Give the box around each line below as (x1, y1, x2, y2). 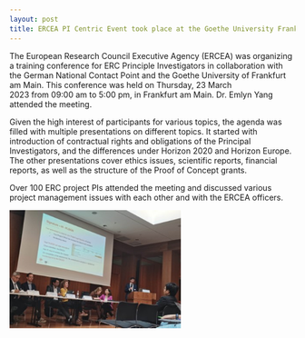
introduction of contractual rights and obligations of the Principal (9, 135, 251, 146)
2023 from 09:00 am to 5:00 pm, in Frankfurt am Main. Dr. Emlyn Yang (9, 89, 274, 100)
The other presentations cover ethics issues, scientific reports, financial (9, 154, 278, 165)
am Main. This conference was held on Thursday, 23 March (9, 79, 232, 90)
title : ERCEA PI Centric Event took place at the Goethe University (9, 24, 274, 34)
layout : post (9, 15, 59, 24)
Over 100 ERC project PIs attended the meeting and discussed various (9, 182, 272, 193)
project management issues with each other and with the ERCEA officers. (9, 192, 284, 203)
